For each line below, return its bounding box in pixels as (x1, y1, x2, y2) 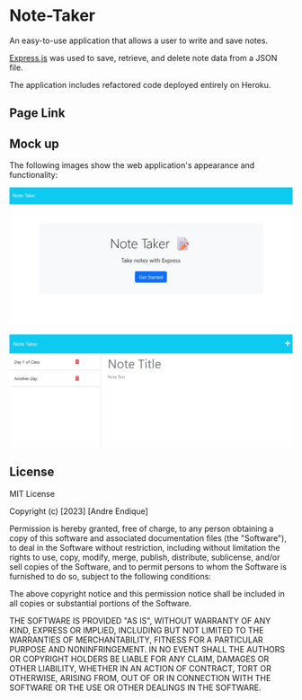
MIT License (9, 488, 56, 499)
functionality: (9, 170, 58, 181)
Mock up (9, 136, 60, 151)
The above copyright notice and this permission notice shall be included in (9, 588, 285, 598)
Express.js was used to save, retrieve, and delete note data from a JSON (9, 52, 278, 63)
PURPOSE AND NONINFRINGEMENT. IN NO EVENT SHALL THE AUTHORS (9, 643, 286, 654)
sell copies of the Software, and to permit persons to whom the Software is (9, 561, 288, 572)
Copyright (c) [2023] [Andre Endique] (9, 505, 148, 517)
